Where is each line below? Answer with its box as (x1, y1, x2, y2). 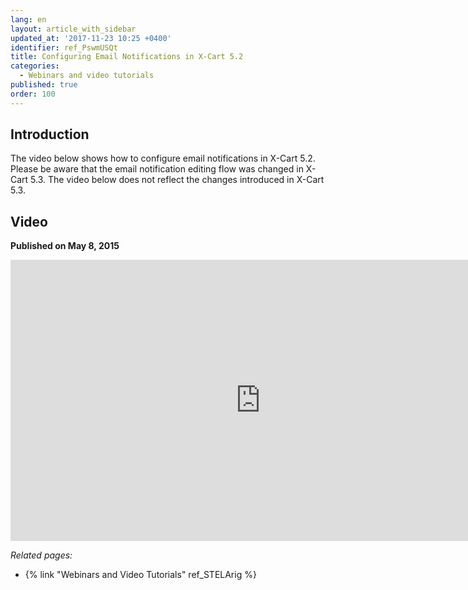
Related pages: (10, 549, 73, 561)
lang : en (10, 14, 47, 25)
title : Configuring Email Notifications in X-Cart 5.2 (10, 52, 244, 62)
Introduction (10, 126, 90, 143)
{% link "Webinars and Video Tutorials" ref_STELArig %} (24, 569, 257, 581)
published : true (10, 80, 78, 90)
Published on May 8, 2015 (10, 240, 120, 252)
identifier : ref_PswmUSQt (10, 42, 118, 53)
